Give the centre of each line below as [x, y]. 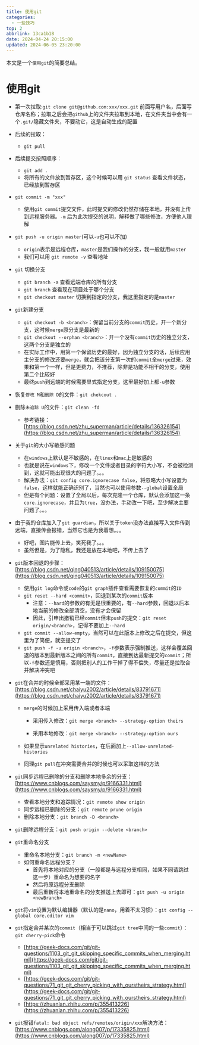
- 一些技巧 [23, 23]
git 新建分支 [29, 309]
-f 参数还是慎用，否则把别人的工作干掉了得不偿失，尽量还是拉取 [107, 663]
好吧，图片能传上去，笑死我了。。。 [65, 542]
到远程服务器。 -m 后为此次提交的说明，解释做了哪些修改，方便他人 [105, 216]
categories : [21, 17]
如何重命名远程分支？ [50, 862]
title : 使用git [24, 12]
